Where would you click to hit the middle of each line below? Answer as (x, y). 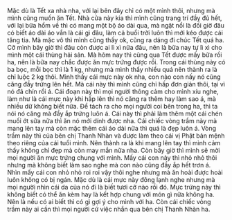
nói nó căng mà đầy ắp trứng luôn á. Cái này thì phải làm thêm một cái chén (115, 113)
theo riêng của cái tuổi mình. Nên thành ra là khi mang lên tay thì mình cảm (114, 143)
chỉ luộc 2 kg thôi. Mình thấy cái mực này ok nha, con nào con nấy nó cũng (114, 77)
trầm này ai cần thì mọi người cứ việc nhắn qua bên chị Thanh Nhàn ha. (109, 209)
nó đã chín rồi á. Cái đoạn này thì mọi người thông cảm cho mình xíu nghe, (113, 91)
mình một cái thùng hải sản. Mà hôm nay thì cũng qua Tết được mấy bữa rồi (115, 55)
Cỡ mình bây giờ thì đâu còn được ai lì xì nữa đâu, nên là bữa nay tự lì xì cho (115, 47)
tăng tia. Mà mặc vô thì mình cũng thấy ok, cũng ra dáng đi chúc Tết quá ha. (116, 40)
